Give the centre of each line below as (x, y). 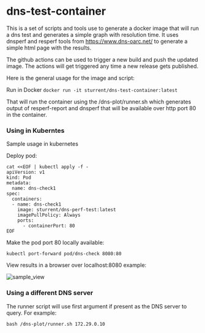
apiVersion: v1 (26, 173)
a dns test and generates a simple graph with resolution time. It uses (92, 34)
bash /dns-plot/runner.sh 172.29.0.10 (56, 324)
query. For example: (32, 313)
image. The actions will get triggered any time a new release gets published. (102, 66)
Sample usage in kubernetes (42, 144)
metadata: (19, 183)
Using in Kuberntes (35, 130)
